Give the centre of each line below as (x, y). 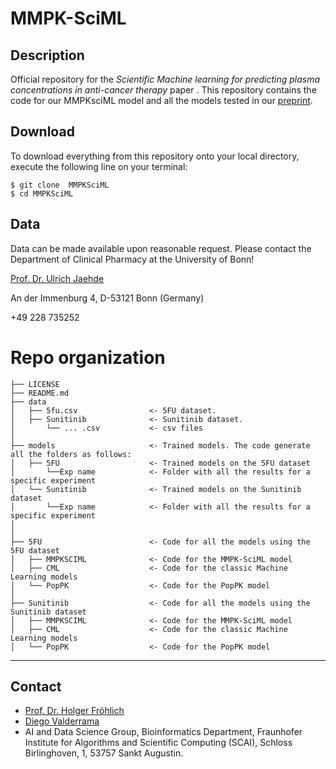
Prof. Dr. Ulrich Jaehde (57, 278)
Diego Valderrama (62, 721)
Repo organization (88, 357)
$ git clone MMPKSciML (60, 185)
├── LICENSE (35, 384)
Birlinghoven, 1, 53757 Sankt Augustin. (104, 753)
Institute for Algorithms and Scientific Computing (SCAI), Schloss (158, 743)
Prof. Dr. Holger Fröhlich (74, 711)
